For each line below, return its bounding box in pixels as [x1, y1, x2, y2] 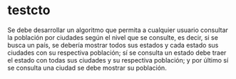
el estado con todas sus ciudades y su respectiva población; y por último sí [7, 56, 229, 64]
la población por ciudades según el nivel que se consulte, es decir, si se [7, 33, 219, 41]
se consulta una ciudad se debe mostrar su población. [7, 63, 168, 72]
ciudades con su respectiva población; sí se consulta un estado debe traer [7, 48, 227, 57]
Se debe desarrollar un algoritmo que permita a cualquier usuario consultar [7, 26, 228, 34]
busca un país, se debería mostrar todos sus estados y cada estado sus [7, 41, 219, 49]
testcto [7, 2, 51, 19]
